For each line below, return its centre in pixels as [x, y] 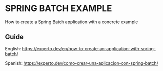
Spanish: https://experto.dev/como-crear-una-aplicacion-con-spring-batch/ [82, 63]
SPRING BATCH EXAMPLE [59, 8]
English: [13, 48]
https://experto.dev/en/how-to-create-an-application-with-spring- [89, 48]
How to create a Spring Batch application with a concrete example [71, 22]
